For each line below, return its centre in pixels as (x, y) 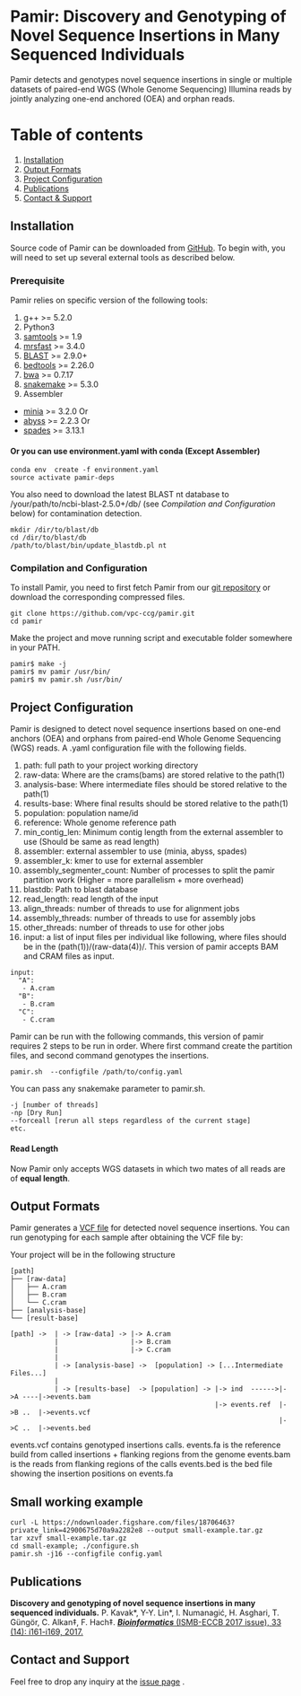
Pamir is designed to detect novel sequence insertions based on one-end (146, 729)
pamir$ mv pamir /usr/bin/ (60, 672)
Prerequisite (38, 280)
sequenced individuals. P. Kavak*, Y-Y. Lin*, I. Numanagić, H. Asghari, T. (145, 1613)
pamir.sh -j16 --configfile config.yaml (87, 1554)
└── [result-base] (44, 1318)
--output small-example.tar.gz (205, 1531)
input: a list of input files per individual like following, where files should (155, 937)
